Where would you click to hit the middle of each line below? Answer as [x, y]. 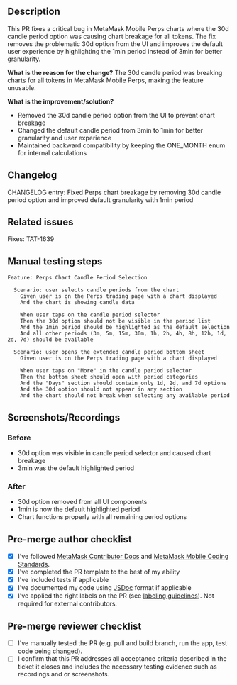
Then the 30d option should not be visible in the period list [116, 321]
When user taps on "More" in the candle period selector [106, 371]
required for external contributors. [67, 604]
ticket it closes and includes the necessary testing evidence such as [117, 667]
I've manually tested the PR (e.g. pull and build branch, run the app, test [122, 643]
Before [19, 438]
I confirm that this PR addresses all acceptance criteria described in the [122, 659]
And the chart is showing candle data [77, 303]
